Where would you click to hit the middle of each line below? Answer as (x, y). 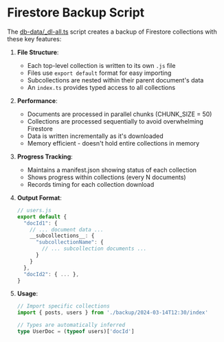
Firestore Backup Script (76, 13)
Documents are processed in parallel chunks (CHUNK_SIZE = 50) (120, 114)
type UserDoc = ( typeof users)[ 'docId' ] (76, 332)
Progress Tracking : (45, 157)
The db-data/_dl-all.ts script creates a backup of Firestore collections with (112, 32)
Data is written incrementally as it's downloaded (95, 136)
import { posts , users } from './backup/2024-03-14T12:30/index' (112, 313)
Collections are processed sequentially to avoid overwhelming (115, 121)
